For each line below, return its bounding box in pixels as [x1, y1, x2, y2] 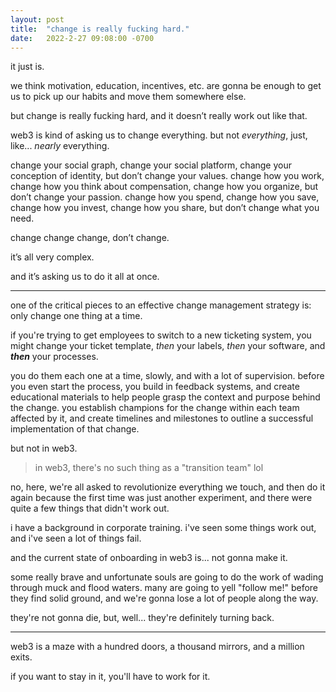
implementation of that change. [10, 423, 140, 435]
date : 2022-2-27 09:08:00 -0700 [10, 33, 155, 43]
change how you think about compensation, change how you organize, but [10, 181, 319, 193]
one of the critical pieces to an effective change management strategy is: [10, 299, 312, 311]
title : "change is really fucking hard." [10, 24, 190, 34]
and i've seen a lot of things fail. [10, 532, 142, 545]
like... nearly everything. [10, 140, 110, 152]
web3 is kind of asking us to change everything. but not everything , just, [10, 129, 308, 141]
